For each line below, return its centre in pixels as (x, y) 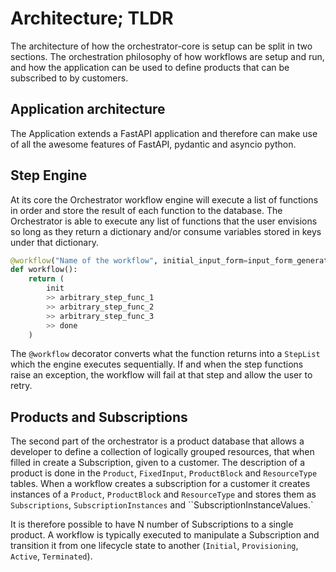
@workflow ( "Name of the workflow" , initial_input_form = (129, 260)
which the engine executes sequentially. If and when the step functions (157, 364)
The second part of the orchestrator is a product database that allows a (157, 441)
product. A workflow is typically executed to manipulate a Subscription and (165, 535)
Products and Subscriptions (99, 417)
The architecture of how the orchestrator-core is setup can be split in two (161, 46)
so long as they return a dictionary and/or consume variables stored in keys (166, 231)
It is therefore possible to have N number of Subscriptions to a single (152, 524)
